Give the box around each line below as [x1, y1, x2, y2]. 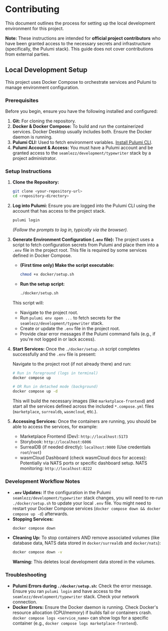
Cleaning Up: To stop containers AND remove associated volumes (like [12, 535, 159, 541]
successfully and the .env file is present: [12, 351, 96, 357]
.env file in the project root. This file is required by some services [12, 247, 147, 253]
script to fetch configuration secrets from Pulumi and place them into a [12, 242, 159, 248]
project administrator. [12, 155, 57, 162]
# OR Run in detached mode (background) [12, 384, 98, 389]
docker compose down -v [12, 550, 63, 555]
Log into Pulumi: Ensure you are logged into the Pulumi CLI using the [12, 203, 155, 209]
